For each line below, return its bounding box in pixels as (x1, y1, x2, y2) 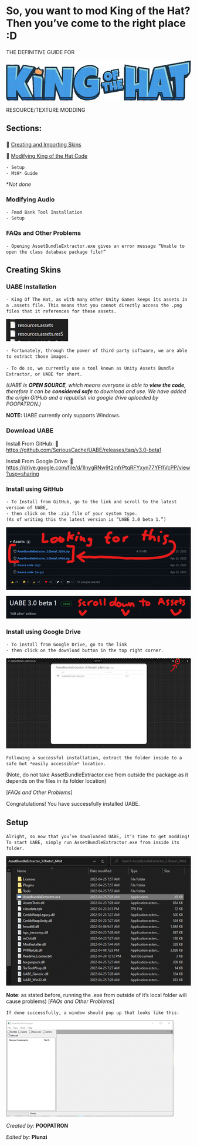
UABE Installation (6, 283, 57, 291)
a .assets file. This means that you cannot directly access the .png (6, 303, 182, 308)
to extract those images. (6, 354, 69, 360)
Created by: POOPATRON (6, 1122, 69, 1129)
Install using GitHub (6, 484, 63, 493)
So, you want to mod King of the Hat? (6, 4, 191, 18)
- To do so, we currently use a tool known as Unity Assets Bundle (6, 366, 175, 371)
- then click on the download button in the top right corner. (6, 647, 164, 654)
